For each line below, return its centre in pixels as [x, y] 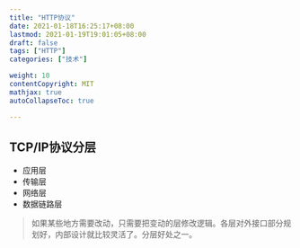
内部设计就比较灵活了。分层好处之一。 [126, 235]
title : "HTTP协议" [42, 18]
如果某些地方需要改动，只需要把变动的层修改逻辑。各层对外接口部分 [157, 223]
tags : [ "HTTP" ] [38, 51]
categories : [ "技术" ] [49, 59]
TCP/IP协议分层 [53, 147]
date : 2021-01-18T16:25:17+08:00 [72, 26]
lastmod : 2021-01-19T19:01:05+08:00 [78, 34]
